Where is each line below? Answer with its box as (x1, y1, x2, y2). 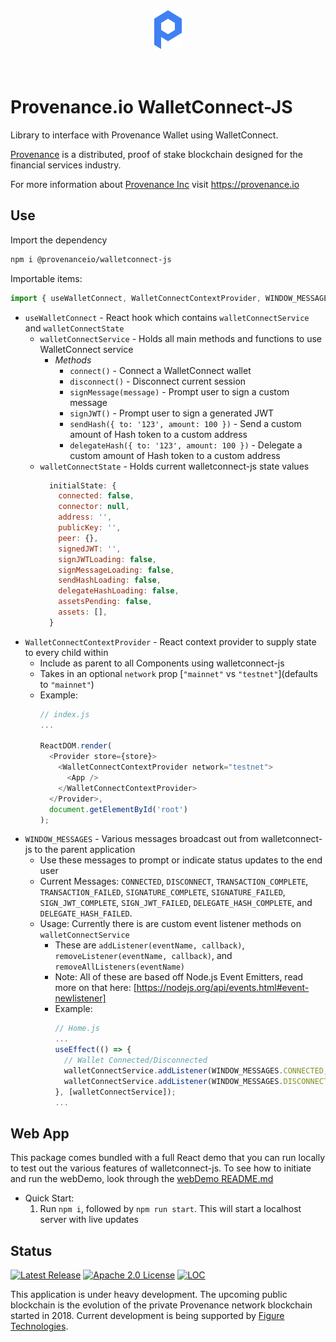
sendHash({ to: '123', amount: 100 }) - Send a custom (69, 417, 302, 429)
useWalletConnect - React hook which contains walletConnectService (24, 311, 310, 323)
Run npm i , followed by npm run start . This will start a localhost (39, 1203, 302, 1215)
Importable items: (10, 272, 83, 284)
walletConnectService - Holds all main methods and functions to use (39, 332, 323, 344)
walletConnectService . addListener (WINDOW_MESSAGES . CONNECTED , (63, 1065, 329, 1076)
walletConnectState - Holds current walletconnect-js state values (39, 460, 310, 472)
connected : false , (58, 491, 135, 501)
